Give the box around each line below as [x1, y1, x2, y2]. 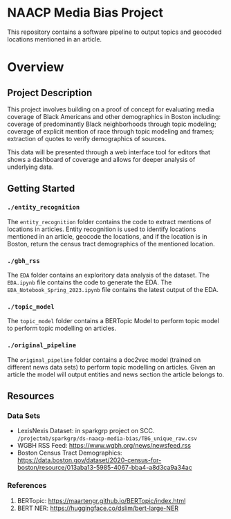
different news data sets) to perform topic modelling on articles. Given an [7, 363, 216, 371]
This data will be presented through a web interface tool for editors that [7, 147, 211, 156]
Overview [7, 60, 64, 75]
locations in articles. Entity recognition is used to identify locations [7, 225, 196, 233]
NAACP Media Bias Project [7, 5, 164, 21]
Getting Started [7, 183, 75, 194]
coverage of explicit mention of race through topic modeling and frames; [7, 127, 214, 136]
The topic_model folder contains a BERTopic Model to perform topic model [7, 317, 219, 325]
